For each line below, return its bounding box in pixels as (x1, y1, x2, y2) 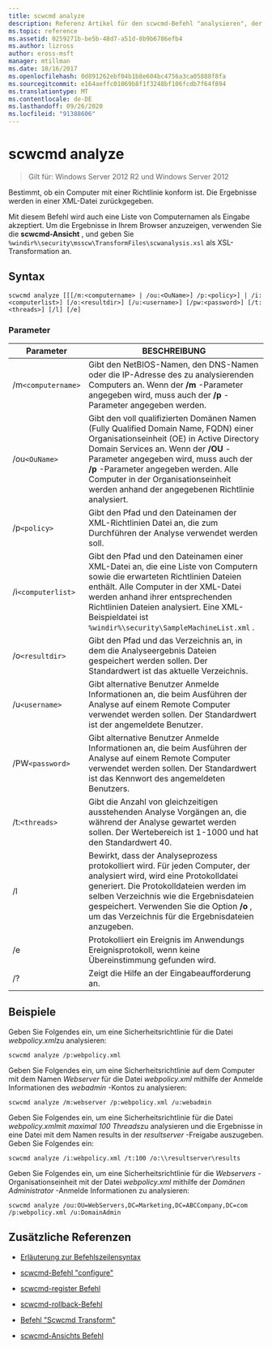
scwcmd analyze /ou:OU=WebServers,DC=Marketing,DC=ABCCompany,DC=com (8, 1201, 249, 1209)
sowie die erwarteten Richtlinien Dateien (88, 571, 242, 583)
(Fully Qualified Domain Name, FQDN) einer (88, 423, 254, 434)
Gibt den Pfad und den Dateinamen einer (88, 551, 244, 562)
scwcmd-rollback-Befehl (19, 1299, 103, 1309)
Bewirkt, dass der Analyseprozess (88, 850, 219, 861)
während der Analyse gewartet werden (88, 816, 237, 828)
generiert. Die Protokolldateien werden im (88, 881, 247, 892)
